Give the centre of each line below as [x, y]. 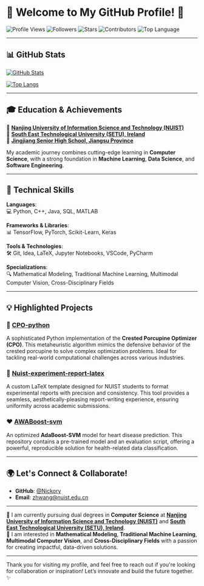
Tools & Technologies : [35, 246]
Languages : [22, 205]
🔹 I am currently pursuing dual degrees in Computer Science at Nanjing [97, 515]
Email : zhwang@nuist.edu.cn [52, 497]
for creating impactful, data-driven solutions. [62, 547]
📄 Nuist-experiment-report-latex [55, 373]
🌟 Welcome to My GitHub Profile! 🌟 [95, 12]
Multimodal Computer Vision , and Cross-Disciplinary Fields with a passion [102, 541]
